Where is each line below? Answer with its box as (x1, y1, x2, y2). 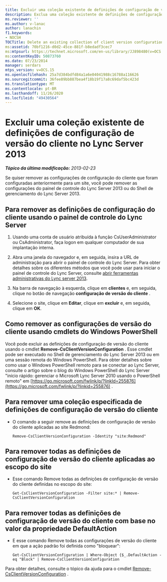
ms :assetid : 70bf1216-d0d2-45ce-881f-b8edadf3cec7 (5, 44, 112, 49)
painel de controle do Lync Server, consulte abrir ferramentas (12, 270, 139, 276)
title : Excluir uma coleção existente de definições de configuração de (5, 7, 159, 12)
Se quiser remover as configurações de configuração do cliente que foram (5, 175, 158, 181)
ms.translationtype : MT (5, 81, 55, 86)
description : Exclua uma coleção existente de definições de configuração (5, 12, 164, 17)
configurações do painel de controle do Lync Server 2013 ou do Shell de (5, 186, 154, 192)
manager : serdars (5, 63, 41, 68)
